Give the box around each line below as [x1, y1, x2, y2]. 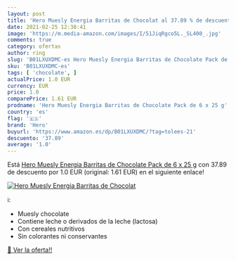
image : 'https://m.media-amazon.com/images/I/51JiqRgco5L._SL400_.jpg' [7, 30, 221, 37]
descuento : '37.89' [7, 134, 65, 141]
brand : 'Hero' [7, 121, 49, 129]
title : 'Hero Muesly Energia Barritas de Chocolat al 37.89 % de [7, 17, 202, 24]
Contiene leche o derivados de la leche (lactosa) [17, 217, 158, 226]
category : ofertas [7, 43, 61, 50]
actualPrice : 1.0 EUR [7, 75, 71, 83]
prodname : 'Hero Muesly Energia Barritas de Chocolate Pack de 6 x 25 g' [7, 102, 228, 109]
